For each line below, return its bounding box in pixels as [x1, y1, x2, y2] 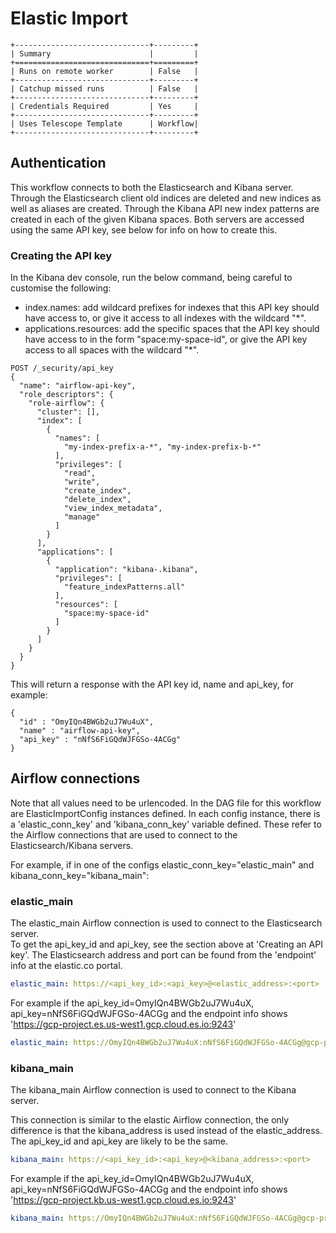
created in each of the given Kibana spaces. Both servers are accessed [10, 213, 305, 225]
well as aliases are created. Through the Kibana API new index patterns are [10, 202, 320, 214]
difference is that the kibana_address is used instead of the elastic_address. [10, 1125, 323, 1137]
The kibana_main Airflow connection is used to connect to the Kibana [10, 1084, 297, 1096]
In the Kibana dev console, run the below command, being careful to [10, 272, 293, 284]
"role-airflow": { [28, 398, 105, 409]
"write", [63, 477, 101, 487]
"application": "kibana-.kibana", [54, 565, 199, 575]
